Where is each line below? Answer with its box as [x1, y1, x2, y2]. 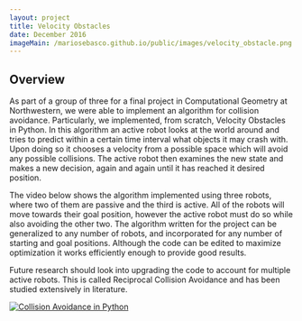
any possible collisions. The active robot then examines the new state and [9, 153, 284, 164]
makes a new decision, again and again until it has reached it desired [9, 163, 265, 174]
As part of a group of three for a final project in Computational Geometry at [9, 96, 288, 106]
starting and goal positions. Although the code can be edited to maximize [9, 238, 281, 249]
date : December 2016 [9, 30, 87, 39]
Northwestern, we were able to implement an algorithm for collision [9, 105, 260, 116]
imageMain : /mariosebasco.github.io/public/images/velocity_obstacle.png [9, 38, 293, 48]
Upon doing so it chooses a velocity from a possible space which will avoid [9, 143, 288, 154]
